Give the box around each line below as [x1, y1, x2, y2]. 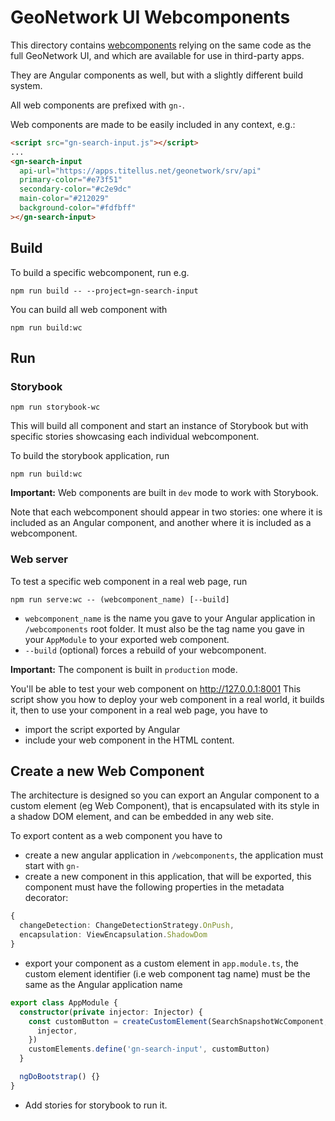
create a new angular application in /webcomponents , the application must [24, 849, 324, 861]
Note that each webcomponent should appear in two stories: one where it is [10, 506, 323, 518]
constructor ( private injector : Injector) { [19, 1007, 203, 1017]
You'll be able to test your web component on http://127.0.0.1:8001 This [10, 682, 302, 695]
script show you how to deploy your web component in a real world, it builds [10, 693, 325, 705]
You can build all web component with [10, 303, 168, 315]
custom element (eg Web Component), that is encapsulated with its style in [10, 800, 320, 812]
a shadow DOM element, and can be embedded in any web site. [10, 811, 274, 823]
